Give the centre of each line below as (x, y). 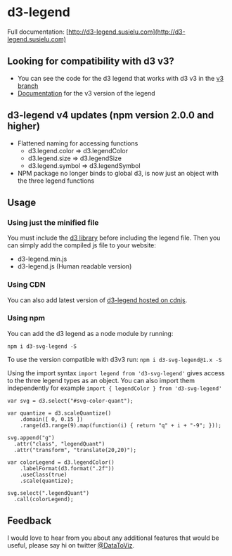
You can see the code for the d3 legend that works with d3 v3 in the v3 (120, 78)
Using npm (26, 318)
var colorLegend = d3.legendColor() (61, 462)
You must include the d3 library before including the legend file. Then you (114, 238)
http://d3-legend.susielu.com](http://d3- (127, 32)
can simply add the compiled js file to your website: (82, 245)
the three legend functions (56, 181)
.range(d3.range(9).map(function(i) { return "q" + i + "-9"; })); (121, 425)
